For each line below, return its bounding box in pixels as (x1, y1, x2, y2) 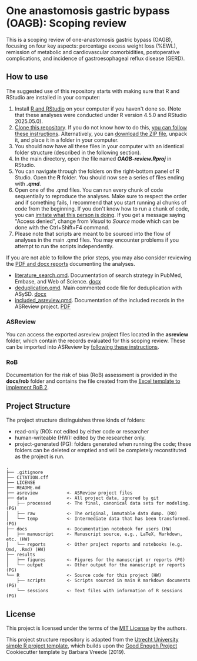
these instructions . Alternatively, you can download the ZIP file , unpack (14, 130, 187, 137)
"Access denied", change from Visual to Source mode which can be (14, 218, 179, 225)
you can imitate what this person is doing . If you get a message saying (14, 211, 185, 218)
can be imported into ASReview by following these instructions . (6, 343, 160, 350)
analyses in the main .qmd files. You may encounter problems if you (14, 236, 179, 243)
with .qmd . (14, 180, 41, 187)
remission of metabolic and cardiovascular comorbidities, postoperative (6, 48, 181, 55)
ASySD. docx (14, 290, 47, 298)
